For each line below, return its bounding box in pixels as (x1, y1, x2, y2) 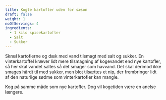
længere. (5, 89, 24, 95)
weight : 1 (5, 16, 26, 21)
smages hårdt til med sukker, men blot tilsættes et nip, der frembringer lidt (5, 69, 157, 75)
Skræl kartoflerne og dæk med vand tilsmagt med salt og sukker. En (5, 53, 144, 59)
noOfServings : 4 (5, 21, 39, 26)
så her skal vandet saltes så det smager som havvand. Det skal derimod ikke (5, 63, 162, 69)
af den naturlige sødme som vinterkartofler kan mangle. (5, 74, 119, 80)
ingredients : (5, 26, 32, 31)
